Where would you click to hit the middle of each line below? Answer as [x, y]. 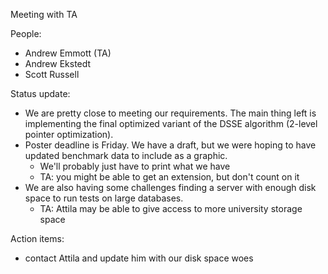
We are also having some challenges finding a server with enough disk [170, 187]
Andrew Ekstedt [58, 63]
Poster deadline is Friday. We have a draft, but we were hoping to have [170, 145]
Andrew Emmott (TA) [68, 53]
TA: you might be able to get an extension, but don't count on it [169, 177]
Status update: [40, 93]
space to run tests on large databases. [104, 198]
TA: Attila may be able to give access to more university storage [171, 208]
